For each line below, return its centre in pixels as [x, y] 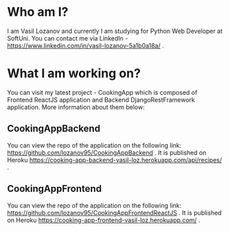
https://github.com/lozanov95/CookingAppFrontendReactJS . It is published [114, 212]
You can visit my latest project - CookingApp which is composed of [102, 92]
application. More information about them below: [76, 107]
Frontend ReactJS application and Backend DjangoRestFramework [101, 100]
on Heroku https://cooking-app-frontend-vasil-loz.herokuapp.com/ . [104, 220]
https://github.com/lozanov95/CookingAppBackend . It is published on [107, 153]
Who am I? [38, 12]
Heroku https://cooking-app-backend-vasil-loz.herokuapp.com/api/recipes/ [115, 159]
